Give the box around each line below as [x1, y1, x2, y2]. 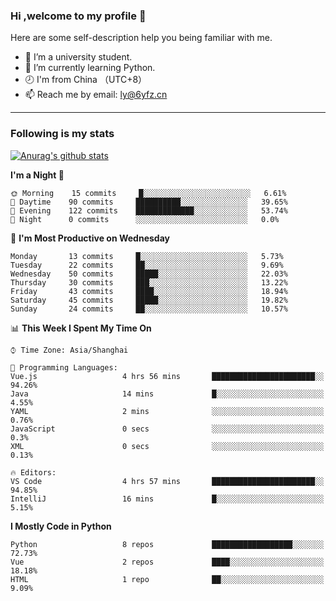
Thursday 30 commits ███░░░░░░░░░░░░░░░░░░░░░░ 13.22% [10, 277, 288, 288]
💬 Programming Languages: [10, 362, 118, 373]
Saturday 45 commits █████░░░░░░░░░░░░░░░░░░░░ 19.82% [10, 295, 288, 305]
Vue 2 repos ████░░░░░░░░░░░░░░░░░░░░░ [10, 557, 325, 567]
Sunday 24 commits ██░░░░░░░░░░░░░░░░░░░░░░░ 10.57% [10, 304, 288, 314]
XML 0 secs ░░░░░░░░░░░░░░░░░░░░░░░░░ [10, 441, 325, 451]
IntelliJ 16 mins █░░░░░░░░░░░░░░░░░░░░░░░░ [10, 494, 325, 504]
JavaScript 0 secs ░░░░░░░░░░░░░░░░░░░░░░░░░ [10, 424, 325, 434]
